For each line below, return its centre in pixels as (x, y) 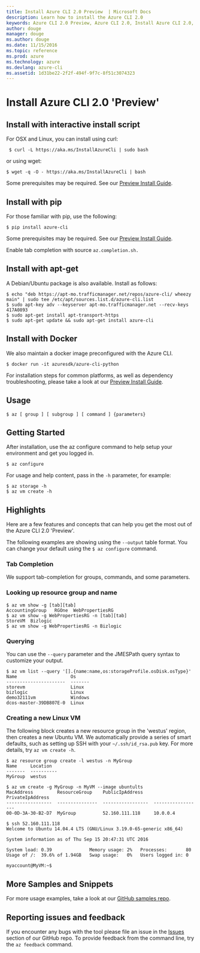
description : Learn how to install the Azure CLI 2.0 (75, 17)
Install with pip (34, 202)
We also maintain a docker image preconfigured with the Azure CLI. (90, 353)
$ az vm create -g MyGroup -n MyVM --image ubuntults (75, 787)
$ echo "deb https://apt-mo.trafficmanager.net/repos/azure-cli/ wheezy (99, 294)
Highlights (26, 510)
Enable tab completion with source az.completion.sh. (72, 250)
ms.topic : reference (32, 51)
